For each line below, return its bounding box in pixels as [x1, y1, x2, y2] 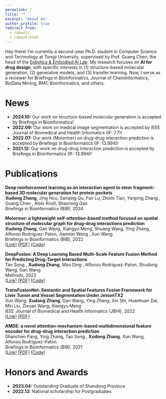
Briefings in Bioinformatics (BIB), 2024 [5, 205, 84, 211]
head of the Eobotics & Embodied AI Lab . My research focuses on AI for [5, 59, 153, 65]
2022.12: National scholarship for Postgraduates [12, 388, 111, 394]
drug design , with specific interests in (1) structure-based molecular [5, 64, 145, 70]
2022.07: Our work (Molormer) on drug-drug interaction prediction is [12, 135, 154, 141]
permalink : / [5, 7, 32, 12]
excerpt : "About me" [5, 16, 48, 21]
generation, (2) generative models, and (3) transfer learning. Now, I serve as [5, 69, 161, 75]
